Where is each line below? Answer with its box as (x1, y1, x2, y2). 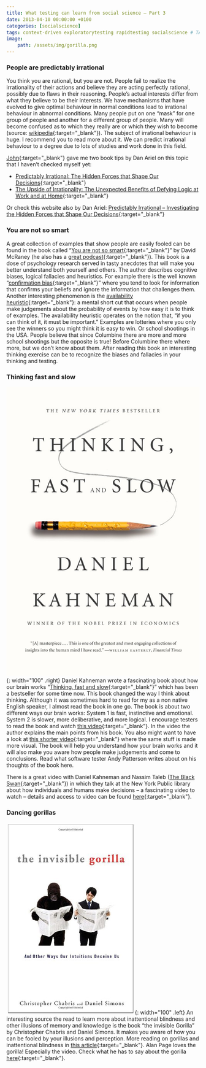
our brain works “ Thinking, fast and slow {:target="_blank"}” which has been (6, 683, 198, 691)
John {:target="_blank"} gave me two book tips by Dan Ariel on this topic (6, 154, 189, 162)
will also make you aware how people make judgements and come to (6, 748, 180, 756)
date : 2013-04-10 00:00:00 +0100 (6, 16, 92, 23)
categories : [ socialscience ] (6, 23, 81, 29)
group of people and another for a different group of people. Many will (6, 117, 184, 124)
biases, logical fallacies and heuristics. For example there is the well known (6, 272, 196, 280)
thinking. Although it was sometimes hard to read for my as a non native (6, 696, 188, 704)
